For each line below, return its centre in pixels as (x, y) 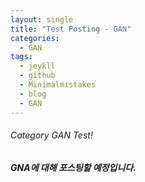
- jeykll (37, 66)
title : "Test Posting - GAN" (71, 29)
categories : (35, 38)
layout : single (42, 19)
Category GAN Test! (51, 135)
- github (37, 76)
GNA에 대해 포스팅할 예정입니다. (73, 167)
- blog (33, 94)
